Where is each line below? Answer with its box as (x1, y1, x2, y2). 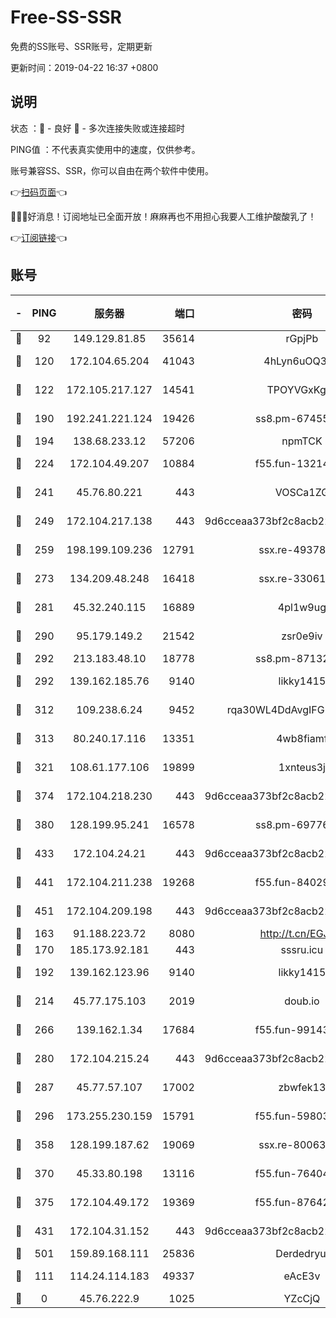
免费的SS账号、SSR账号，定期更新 (10, 40, 153, 52)
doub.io (284, 994, 320, 1008)
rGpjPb (285, 331, 319, 345)
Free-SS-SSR (10, 6, 122, 29)
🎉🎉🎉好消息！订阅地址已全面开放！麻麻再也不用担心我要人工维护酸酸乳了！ (10, 210, 317, 222)
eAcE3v (283, 1269, 321, 1283)
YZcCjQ (283, 1291, 321, 1305)
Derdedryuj (275, 1246, 329, 1260)
